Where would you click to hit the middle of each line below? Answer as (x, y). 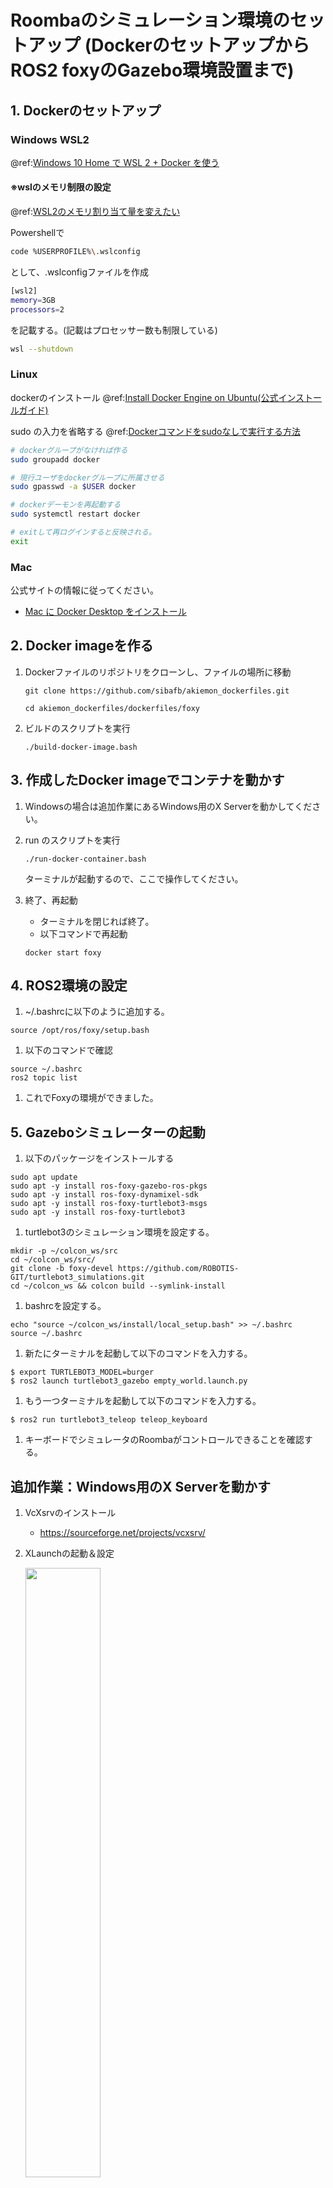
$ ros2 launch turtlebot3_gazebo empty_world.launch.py (129, 1381)
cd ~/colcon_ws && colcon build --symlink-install (118, 1286)
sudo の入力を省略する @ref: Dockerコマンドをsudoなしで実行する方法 (155, 431)
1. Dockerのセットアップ (86, 110)
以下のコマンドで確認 (68, 1050)
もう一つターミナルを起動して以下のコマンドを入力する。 (143, 1401)
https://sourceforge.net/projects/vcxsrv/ (122, 1533)
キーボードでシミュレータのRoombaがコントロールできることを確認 (164, 1440)
